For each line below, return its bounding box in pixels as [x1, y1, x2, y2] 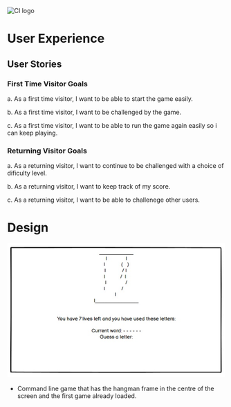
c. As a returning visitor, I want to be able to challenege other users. [7, 196, 201, 204]
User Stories [7, 58, 62, 70]
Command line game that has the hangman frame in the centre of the [17, 384, 214, 393]
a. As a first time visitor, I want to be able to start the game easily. [7, 94, 194, 103]
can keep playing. [7, 129, 58, 137]
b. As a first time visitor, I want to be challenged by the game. [7, 108, 182, 116]
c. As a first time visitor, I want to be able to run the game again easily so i [7, 121, 217, 129]
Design [7, 220, 49, 236]
